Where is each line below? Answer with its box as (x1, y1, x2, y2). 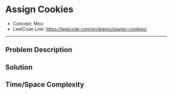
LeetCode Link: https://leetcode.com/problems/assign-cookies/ (12, 26, 147, 32)
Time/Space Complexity (5, 80, 84, 89)
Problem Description (5, 45, 73, 54)
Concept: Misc (12, 20, 44, 27)
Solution (5, 63, 33, 72)
